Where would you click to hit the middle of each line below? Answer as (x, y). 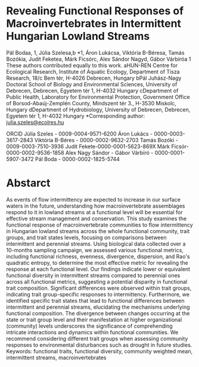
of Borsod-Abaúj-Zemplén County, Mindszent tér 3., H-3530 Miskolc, (91, 103)
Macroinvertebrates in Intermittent (94, 23)
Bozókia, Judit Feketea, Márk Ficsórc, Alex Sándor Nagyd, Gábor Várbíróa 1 (99, 59)
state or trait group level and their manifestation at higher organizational (94, 319)
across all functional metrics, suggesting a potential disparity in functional (97, 281)
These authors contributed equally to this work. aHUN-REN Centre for (92, 65)
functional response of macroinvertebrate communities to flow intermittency (100, 225)
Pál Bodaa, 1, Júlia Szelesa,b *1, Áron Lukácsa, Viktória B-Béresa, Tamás (95, 52)
